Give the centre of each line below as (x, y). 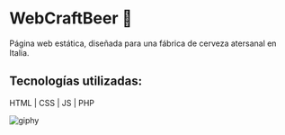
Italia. (19, 52)
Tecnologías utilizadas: (76, 81)
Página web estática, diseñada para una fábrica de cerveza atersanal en (143, 43)
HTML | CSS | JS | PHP (52, 103)
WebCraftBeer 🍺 (71, 18)
